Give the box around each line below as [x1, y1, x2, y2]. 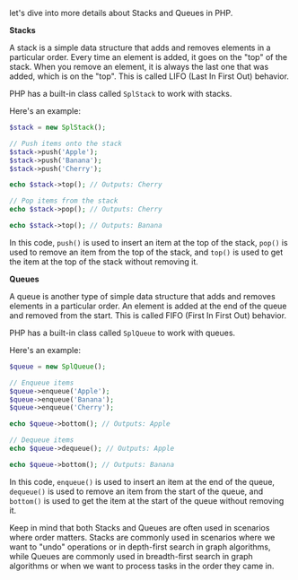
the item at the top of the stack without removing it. [9, 255, 199, 267]
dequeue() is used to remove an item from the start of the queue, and [9, 486, 264, 497]
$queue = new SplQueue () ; [9, 362, 106, 371]
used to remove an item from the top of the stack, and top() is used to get [9, 247, 284, 257]
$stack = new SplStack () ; [9, 123, 106, 132]
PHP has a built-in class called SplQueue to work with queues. [9, 327, 236, 338]
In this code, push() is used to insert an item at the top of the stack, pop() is [9, 237, 289, 247]
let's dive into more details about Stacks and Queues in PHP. [9, 8, 233, 18]
